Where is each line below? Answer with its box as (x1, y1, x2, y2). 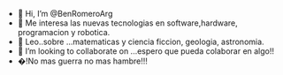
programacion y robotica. (17, 27, 111, 37)
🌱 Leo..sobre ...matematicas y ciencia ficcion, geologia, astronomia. (17, 36, 264, 47)
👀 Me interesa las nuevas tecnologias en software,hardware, (17, 18, 239, 28)
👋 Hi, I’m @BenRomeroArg (17, 9, 113, 19)
